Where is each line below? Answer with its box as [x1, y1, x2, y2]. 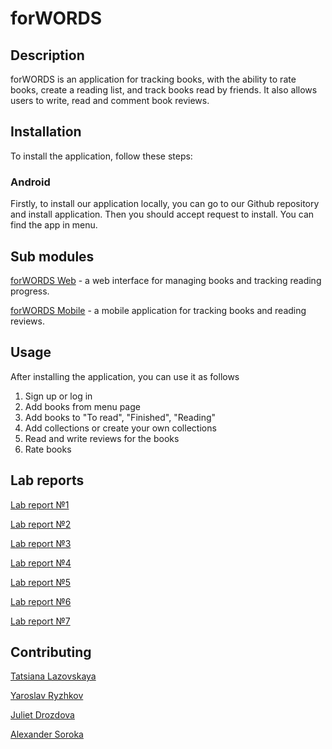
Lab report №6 [10, 595, 72, 607]
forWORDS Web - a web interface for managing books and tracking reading [10, 274, 322, 286]
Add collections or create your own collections [24, 422, 217, 434]
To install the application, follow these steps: [10, 150, 193, 162]
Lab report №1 [10, 498, 70, 511]
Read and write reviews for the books [24, 432, 180, 444]
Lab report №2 [10, 518, 72, 530]
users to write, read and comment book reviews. [10, 95, 210, 106]
